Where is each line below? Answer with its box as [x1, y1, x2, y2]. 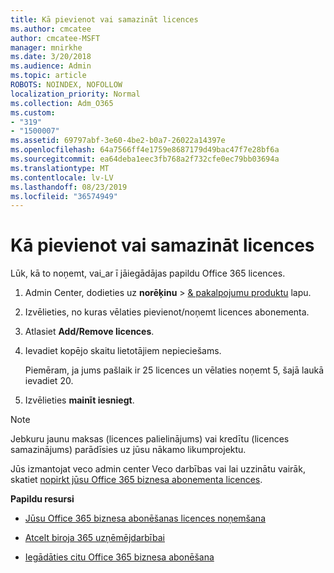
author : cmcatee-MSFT [10, 33, 101, 43]
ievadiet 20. [24, 375, 74, 387]
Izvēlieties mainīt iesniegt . [24, 394, 135, 406]
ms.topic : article [10, 71, 87, 81]
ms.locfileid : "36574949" [10, 191, 118, 201]
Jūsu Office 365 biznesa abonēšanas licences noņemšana [24, 512, 266, 525]
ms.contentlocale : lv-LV [10, 172, 114, 183]
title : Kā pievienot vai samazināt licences [10, 14, 199, 25]
